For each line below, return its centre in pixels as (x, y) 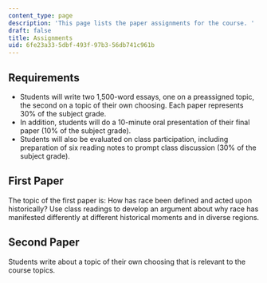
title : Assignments (41, 38)
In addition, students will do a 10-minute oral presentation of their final (135, 122)
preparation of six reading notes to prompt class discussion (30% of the (138, 147)
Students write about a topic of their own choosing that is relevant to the (127, 261)
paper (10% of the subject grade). (75, 130)
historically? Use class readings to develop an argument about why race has (133, 209)
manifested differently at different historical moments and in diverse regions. (134, 217)
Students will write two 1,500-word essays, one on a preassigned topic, (137, 96)
